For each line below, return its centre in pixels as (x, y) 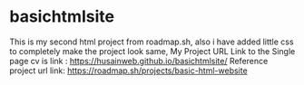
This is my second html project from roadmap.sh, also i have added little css (152, 42)
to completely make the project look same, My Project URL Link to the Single (152, 51)
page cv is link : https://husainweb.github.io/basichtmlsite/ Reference (139, 61)
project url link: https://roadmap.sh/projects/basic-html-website (128, 71)
